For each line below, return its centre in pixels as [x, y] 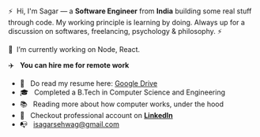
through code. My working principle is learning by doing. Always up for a [126, 22]
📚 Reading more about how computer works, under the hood [121, 104]
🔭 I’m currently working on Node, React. [74, 49]
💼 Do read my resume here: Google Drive [89, 83]
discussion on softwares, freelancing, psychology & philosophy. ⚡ [115, 31]
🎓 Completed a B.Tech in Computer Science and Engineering [122, 92]
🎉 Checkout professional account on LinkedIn [96, 115]
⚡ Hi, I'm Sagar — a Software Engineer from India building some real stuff [130, 11]
